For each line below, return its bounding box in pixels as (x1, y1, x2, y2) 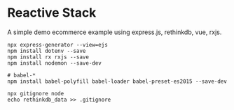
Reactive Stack (7, 5, 97, 21)
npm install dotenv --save (7, 47, 86, 54)
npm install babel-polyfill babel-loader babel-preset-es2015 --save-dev (7, 78, 228, 85)
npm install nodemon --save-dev (7, 59, 102, 67)
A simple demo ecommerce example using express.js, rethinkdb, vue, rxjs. (7, 28, 222, 36)
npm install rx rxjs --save (7, 54, 90, 61)
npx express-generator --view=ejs (7, 41, 109, 48)
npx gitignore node (7, 90, 64, 97)
